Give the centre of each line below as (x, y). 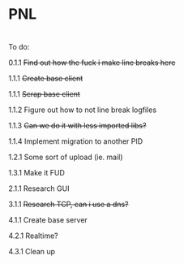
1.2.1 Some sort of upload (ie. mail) (66, 157)
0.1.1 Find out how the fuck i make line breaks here (92, 63)
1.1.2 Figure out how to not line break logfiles (82, 110)
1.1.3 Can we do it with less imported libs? (77, 126)
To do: (19, 47)
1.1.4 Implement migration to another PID (76, 141)
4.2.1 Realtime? (33, 236)
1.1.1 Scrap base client (45, 94)
